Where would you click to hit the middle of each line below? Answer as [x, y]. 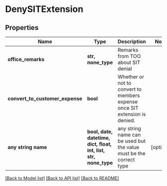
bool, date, [100, 132]
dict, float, [99, 144]
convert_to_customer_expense [45, 98]
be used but [131, 141]
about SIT [129, 62]
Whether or [131, 77]
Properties [22, 28]
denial [125, 69]
